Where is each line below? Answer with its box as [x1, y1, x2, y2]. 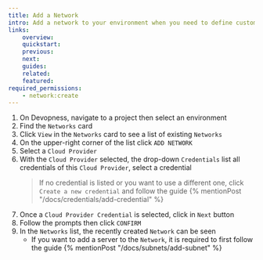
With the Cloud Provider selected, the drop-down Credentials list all [19, 154, 240, 164]
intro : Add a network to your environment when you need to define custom [8, 19, 258, 27]
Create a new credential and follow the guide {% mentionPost [38, 186, 242, 196]
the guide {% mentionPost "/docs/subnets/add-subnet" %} [31, 244, 223, 253]
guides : [22, 63, 47, 70]
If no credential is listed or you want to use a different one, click [38, 178, 244, 188]
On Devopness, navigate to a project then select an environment [19, 113, 227, 122]
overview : [22, 33, 55, 42]
